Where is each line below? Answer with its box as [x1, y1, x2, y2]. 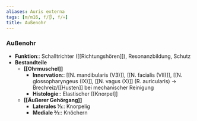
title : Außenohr [6, 19, 46, 25]
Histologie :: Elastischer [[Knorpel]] [32, 90, 118, 97]
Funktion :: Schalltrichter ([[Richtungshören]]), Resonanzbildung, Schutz [14, 53, 191, 60]
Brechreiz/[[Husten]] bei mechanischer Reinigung [32, 84, 154, 91]
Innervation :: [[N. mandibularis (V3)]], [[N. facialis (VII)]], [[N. [32, 71, 183, 79]
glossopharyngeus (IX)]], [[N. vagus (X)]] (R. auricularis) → [32, 77, 177, 84]
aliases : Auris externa [6, 8, 65, 15]
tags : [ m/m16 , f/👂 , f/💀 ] [6, 14, 68, 20]
